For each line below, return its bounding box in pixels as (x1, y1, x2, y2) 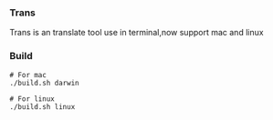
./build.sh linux (9, 102, 76, 111)
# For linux (9, 94, 55, 104)
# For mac (9, 70, 47, 79)
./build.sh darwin (9, 78, 79, 87)
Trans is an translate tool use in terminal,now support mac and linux (9, 27, 264, 38)
